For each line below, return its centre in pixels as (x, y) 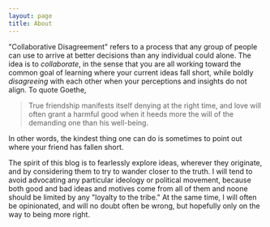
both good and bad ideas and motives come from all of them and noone (129, 188)
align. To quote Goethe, (47, 89)
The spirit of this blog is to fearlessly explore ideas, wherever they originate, (135, 162)
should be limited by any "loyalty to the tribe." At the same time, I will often (133, 197)
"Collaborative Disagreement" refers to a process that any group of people (133, 46)
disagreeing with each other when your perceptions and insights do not (128, 81)
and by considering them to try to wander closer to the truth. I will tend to (131, 171)
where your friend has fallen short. (66, 147)
